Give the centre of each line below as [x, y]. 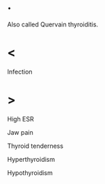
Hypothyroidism [30, 173]
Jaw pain [20, 132]
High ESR [21, 119]
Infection [20, 72]
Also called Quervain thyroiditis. [53, 24]
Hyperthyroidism [31, 159]
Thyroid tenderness [35, 146]
